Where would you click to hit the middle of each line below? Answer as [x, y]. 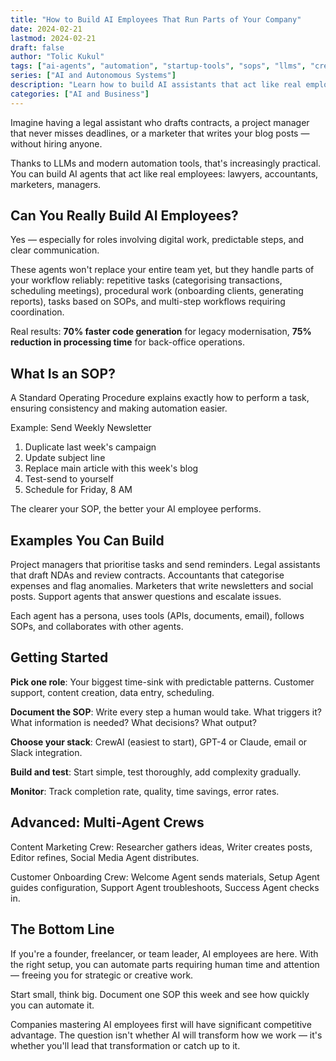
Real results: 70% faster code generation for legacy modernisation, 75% [161, 332]
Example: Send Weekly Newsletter [81, 428]
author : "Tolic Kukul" [57, 57]
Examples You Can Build [87, 540]
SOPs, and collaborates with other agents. [97, 627]
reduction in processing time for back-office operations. [127, 342]
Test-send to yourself [69, 479]
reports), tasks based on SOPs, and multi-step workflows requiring [148, 302]
